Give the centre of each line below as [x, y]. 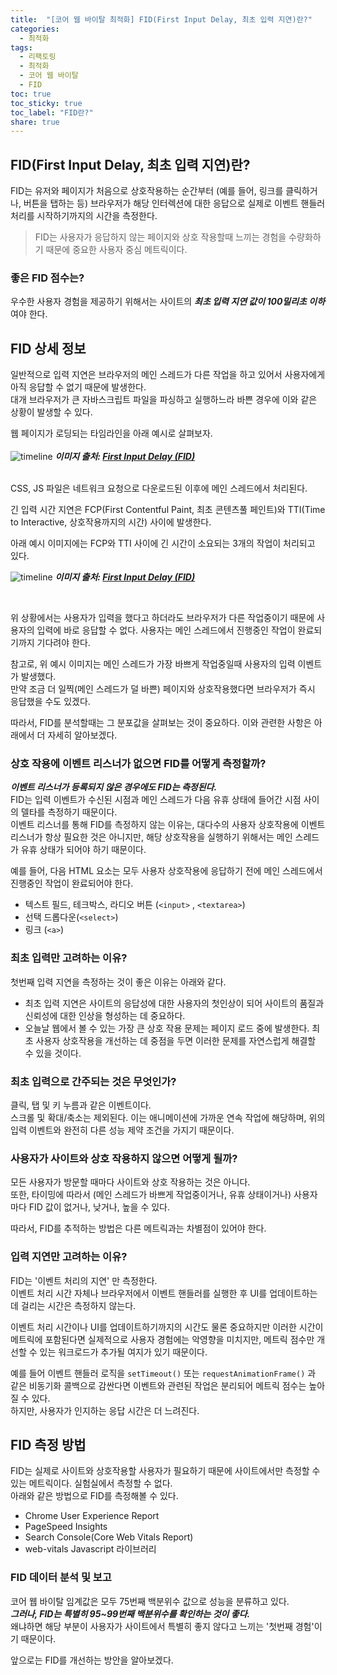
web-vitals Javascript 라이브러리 [90, 1549]
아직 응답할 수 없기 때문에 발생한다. [78, 387]
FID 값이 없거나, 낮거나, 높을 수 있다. [99, 1207]
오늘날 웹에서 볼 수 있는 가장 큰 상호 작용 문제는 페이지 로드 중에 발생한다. [167, 1028]
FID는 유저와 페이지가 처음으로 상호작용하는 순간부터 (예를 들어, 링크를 [147, 191]
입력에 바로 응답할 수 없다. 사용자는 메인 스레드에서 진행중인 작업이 [166, 630]
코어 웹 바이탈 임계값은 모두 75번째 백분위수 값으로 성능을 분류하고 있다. [150, 1601]
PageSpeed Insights [66, 1527]
